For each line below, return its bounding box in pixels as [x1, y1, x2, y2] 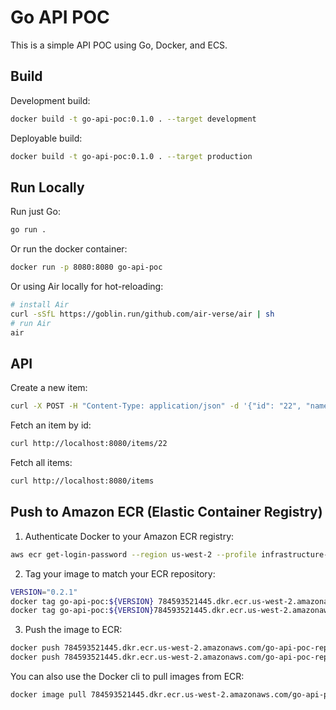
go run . [10, 225, 47, 235]
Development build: [10, 94, 91, 106]
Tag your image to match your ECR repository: [24, 567, 216, 580]
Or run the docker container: [10, 243, 128, 255]
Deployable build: [10, 132, 83, 144]
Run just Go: [10, 206, 61, 218]
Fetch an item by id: [10, 419, 92, 431]
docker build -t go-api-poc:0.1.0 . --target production [10, 151, 253, 161]
